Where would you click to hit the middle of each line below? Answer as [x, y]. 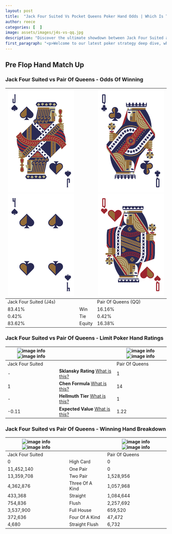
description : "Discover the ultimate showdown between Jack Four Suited [84, 38]
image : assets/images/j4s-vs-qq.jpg [44, 33]
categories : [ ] [24, 27]
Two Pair [78, 476]
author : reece [20, 22]
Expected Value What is [85, 408]
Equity [86, 324]
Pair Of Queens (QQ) [119, 302]
